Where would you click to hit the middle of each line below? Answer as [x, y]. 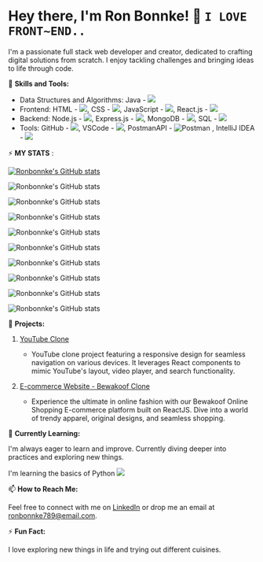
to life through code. [41, 68]
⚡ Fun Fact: [27, 531]
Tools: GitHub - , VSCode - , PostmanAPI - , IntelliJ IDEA [137, 128]
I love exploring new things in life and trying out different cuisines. [115, 549]
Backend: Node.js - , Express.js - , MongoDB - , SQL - [118, 118]
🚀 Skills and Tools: [38, 83]
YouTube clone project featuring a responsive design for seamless [138, 354]
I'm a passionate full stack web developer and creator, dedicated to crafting [130, 51]
